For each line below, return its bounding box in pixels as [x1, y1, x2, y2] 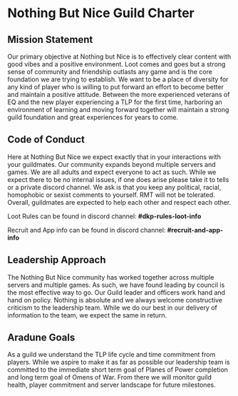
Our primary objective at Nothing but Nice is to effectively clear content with [7, 52, 232, 61]
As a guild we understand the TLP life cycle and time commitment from [7, 350, 216, 359]
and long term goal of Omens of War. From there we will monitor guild [7, 373, 212, 382]
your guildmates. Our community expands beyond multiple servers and [7, 160, 216, 168]
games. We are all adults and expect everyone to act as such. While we [7, 168, 217, 176]
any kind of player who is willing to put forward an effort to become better [7, 83, 224, 91]
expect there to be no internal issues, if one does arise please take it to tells [7, 175, 229, 183]
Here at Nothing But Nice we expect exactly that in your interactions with [7, 152, 221, 161]
